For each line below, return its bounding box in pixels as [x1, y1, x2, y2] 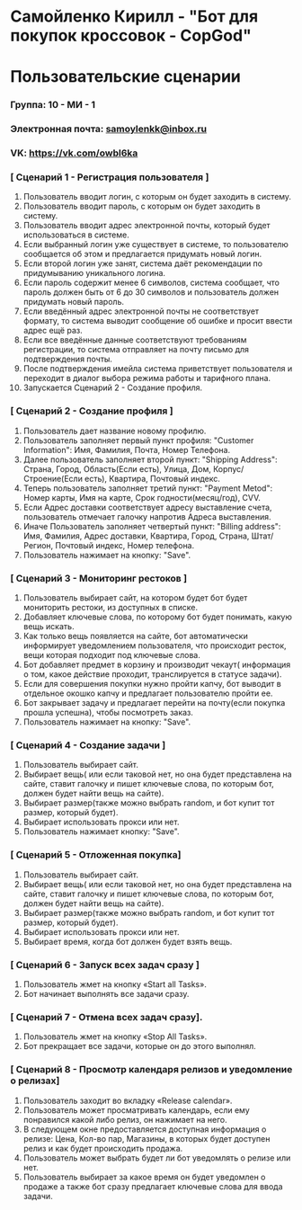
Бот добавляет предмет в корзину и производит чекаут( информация [22, 659, 291, 671]
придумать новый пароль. [22, 297, 125, 307]
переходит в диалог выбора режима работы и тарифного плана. [22, 373, 271, 384]
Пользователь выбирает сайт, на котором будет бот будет [22, 592, 248, 603]
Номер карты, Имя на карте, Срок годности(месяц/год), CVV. [22, 492, 262, 503]
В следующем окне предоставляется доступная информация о [22, 1124, 267, 1134]
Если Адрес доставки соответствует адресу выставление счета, [22, 502, 272, 512]
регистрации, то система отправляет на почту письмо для [22, 344, 250, 355]
